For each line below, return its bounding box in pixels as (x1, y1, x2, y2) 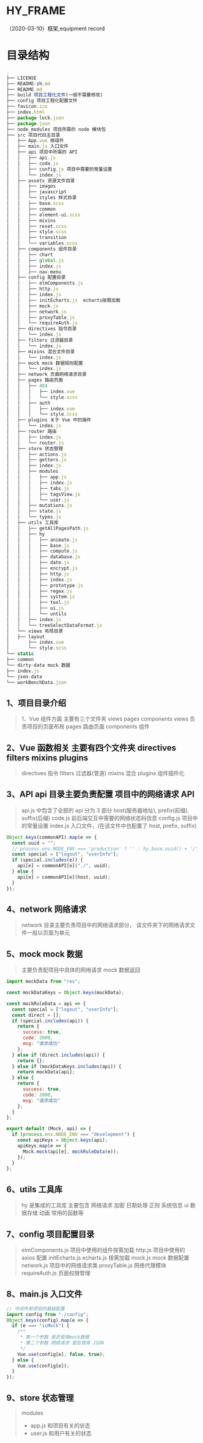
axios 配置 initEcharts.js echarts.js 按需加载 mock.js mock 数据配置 (21, 1254, 190, 1261)
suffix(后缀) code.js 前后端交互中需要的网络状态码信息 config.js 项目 (21, 814, 193, 822)
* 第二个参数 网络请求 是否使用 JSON (20, 1340, 104, 1346)
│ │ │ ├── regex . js (6, 588, 72, 594)
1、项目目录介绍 (6, 697, 67, 708)
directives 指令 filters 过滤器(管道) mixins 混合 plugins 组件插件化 (21, 770, 185, 776)
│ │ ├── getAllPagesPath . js (6, 525, 89, 531)
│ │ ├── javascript (6, 189, 67, 195)
